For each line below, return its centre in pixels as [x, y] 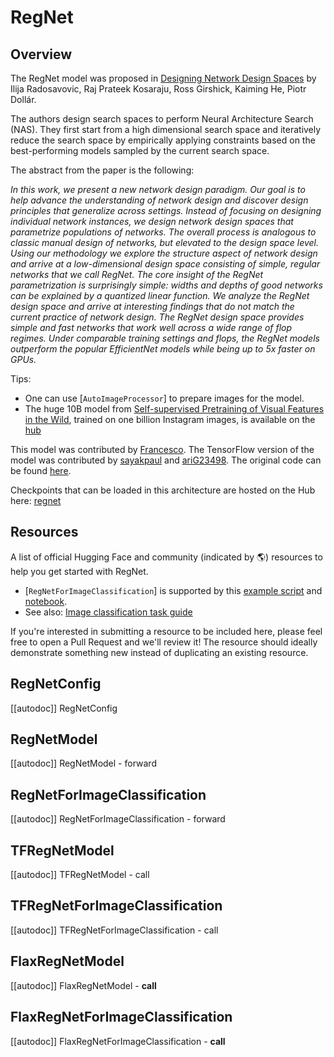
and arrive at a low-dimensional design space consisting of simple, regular [165, 264]
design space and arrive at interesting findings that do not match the [152, 306]
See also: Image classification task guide [108, 612]
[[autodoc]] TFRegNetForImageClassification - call [114, 930]
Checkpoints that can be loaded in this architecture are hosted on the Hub [163, 490]
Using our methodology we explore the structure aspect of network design [164, 253]
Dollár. [23, 99]
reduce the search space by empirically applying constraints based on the [163, 140]
